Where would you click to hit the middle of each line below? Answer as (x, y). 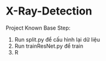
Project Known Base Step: (38, 28)
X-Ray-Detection (49, 11)
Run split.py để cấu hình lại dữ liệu (57, 39)
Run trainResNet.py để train (49, 46)
